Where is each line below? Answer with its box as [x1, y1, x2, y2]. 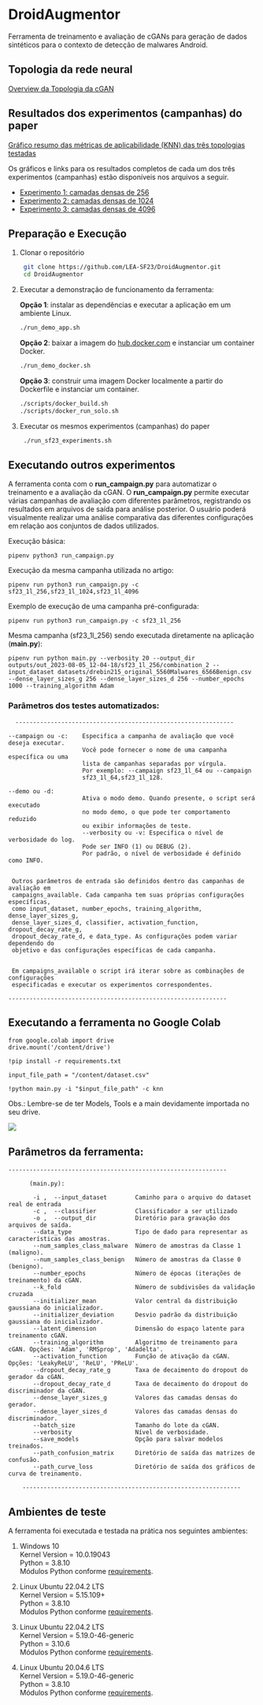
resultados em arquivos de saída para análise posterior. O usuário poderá [8, 504, 246, 514]
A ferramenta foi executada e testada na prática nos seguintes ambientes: [8, 1526, 248, 1536]
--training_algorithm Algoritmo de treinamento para [32, 1339, 238, 1347]
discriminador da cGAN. [8, 1387, 87, 1395]
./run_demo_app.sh [19, 324, 80, 332]
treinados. [8, 1442, 44, 1450]
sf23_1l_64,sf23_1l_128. [82, 774, 164, 781]
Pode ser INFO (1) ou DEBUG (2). [82, 842, 192, 850]
